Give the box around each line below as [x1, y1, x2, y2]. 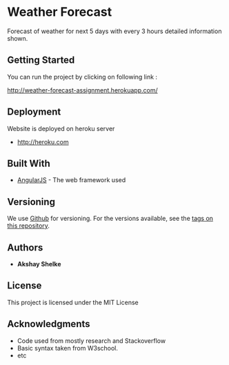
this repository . [7, 221, 50, 230]
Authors [7, 241, 43, 253]
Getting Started [7, 55, 75, 66]
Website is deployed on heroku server [7, 124, 115, 132]
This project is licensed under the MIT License [7, 298, 139, 306]
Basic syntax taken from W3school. [17, 344, 119, 352]
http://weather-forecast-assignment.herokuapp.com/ [7, 86, 158, 94]
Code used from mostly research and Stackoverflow [17, 336, 166, 345]
